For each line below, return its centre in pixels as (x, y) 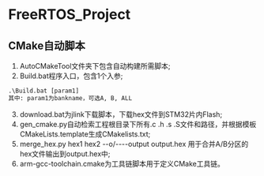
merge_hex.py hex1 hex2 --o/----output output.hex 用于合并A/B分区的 (134, 144)
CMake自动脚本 (47, 45)
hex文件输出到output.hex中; (65, 154)
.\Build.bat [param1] (44, 91)
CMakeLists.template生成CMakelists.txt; (85, 134)
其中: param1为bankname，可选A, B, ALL (70, 98)
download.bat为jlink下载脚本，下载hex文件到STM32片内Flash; (121, 114)
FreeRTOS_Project (70, 15)
